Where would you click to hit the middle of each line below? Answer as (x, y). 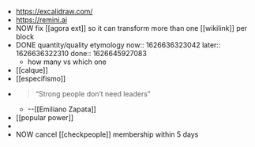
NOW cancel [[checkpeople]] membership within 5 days (107, 134)
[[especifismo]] (41, 79)
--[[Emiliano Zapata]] (62, 109)
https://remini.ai (41, 20)
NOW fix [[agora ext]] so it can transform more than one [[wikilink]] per (131, 28)
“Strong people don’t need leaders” (93, 94)
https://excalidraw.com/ (54, 11)
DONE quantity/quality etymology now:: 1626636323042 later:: (118, 45)
